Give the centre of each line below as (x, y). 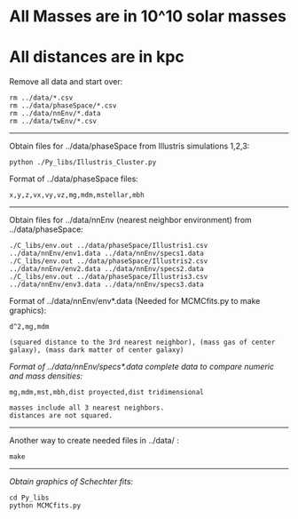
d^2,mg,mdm (29, 327)
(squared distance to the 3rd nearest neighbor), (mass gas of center (142, 343)
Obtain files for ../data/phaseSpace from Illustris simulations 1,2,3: (129, 146)
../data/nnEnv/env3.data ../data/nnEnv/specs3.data (106, 285)
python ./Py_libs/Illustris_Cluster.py (83, 163)
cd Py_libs (29, 498)
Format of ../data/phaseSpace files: (74, 179)
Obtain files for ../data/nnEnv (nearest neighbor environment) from (131, 220)
